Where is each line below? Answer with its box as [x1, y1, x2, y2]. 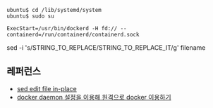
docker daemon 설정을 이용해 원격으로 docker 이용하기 [16, 93, 171, 101]
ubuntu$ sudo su [6, 13, 54, 20]
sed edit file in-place [16, 84, 77, 93]
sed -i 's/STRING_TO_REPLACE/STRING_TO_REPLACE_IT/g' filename [6, 43, 206, 52]
